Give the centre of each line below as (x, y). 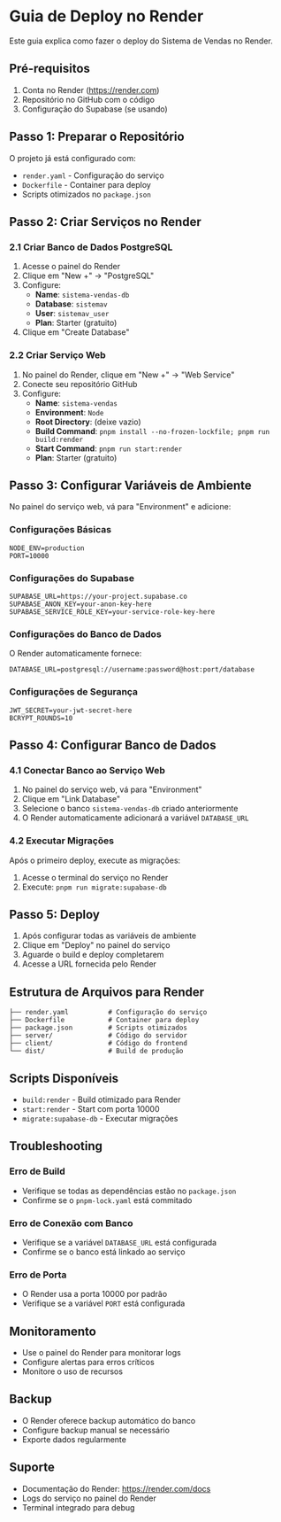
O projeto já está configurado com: (72, 158)
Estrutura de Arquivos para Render (107, 992)
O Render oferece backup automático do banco (109, 1420)
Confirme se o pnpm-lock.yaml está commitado (107, 1200)
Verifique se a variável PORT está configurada (103, 1303)
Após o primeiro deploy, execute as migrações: (95, 860)
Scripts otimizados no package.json (87, 194)
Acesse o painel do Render (71, 267)
